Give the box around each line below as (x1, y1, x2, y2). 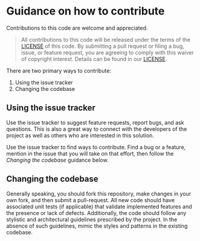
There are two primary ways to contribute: (6, 67, 112, 74)
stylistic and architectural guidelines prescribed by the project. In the (6, 216, 178, 223)
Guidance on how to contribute (6, 4, 165, 18)
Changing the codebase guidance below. (6, 156, 109, 163)
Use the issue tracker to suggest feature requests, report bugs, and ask (6, 119, 184, 126)
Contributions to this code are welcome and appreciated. (6, 24, 148, 31)
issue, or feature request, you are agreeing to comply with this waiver (21, 48, 195, 56)
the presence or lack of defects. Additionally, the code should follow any (6, 209, 187, 216)
